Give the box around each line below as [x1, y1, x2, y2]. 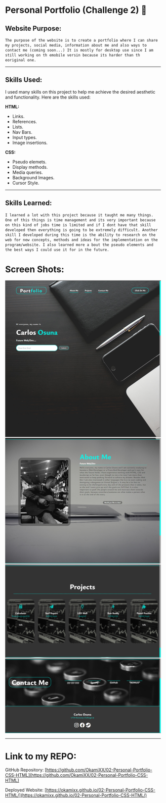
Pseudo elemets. [12, 158, 47, 165]
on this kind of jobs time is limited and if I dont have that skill [5, 222, 152, 227]
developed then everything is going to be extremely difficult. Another [5, 227, 158, 232]
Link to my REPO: [5, 751, 77, 762]
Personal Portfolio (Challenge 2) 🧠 [5, 4, 147, 16]
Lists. [12, 124, 24, 130]
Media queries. [12, 169, 43, 175]
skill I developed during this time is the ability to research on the [5, 232, 156, 237]
